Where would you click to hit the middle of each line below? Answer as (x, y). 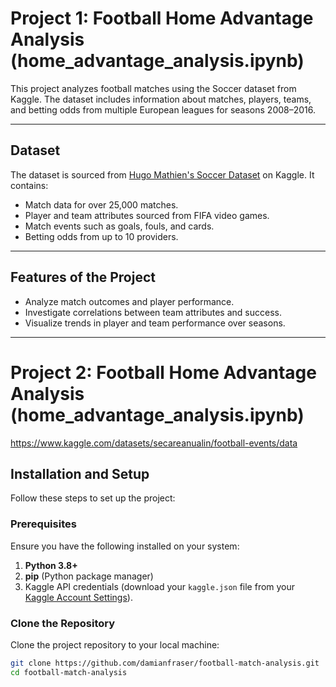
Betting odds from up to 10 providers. (101, 236)
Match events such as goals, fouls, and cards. (119, 226)
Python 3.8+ (51, 565)
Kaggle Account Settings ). (78, 597)
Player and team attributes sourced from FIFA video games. (147, 215)
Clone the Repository (63, 623)
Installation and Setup (80, 473)
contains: (29, 185)
